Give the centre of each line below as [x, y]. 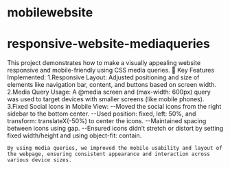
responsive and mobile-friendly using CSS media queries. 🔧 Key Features [111, 70]
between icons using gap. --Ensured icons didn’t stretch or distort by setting [115, 129]
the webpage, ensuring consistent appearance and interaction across [109, 154]
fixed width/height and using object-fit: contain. [74, 135]
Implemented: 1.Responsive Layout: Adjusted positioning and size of [103, 77]
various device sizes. [39, 160]
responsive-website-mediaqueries [109, 44]
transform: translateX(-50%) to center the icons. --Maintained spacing [107, 121]
